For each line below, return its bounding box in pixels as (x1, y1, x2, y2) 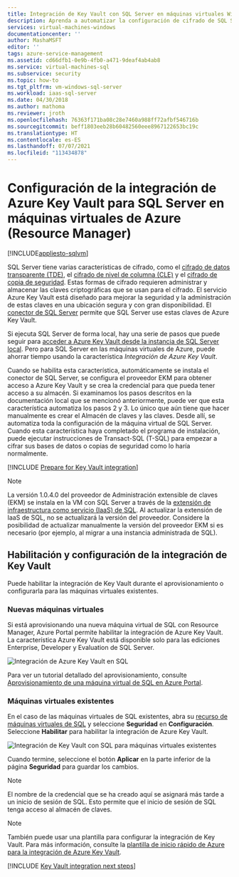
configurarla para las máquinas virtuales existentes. (7, 587, 159, 595)
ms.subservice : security (7, 70, 81, 77)
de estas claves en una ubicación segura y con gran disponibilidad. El (7, 300, 212, 309)
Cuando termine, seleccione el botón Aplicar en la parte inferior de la (7, 755, 211, 764)
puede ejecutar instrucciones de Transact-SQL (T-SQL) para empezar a (7, 434, 218, 442)
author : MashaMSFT (7, 37, 62, 44)
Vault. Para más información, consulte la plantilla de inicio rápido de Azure (7, 841, 225, 849)
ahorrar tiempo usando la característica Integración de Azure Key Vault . (7, 352, 218, 360)
